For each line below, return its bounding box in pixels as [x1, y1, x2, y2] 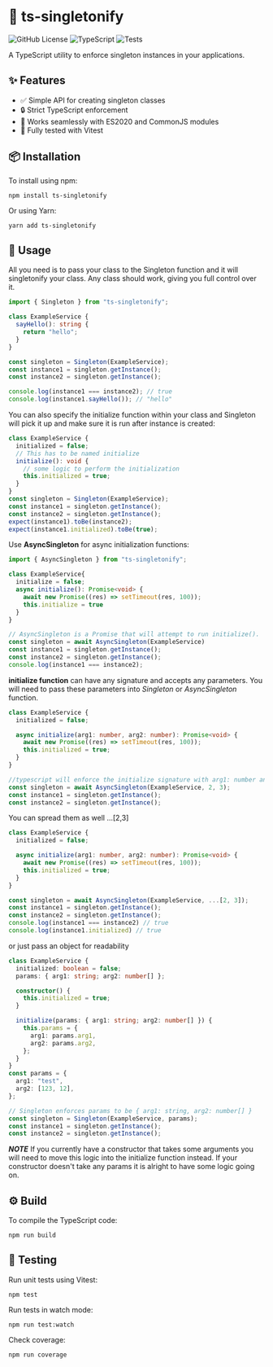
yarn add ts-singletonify [8, 221, 96, 230]
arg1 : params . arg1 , [29, 1032, 96, 1040]
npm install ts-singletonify [8, 191, 107, 199]
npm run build [8, 1231, 57, 1240]
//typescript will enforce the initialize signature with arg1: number [8, 775, 256, 784]
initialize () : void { [15, 457, 89, 465]
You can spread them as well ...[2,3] [8, 813, 129, 823]
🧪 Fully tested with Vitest [19, 125, 104, 135]
